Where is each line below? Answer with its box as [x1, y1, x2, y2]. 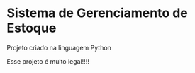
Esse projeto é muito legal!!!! [6, 57, 89, 65]
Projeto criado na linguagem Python [6, 43, 111, 52]
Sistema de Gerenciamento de [6, 5, 189, 21]
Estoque [6, 20, 57, 36]
